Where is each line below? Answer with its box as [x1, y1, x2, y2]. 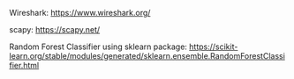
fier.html [9, 61, 40, 70]
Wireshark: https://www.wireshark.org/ [9, 8, 151, 18]
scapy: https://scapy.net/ [9, 25, 101, 34]
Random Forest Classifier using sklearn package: [9, 41, 188, 52]
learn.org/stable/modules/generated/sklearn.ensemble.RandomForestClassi [9, 51, 285, 61]
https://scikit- [189, 41, 238, 52]
